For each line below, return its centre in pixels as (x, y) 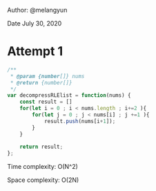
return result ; (41, 147)
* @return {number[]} (41, 82)
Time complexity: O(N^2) (42, 167)
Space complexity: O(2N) (43, 180)
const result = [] (46, 102)
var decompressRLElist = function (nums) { (69, 95)
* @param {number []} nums (47, 76)
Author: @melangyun (37, 10)
